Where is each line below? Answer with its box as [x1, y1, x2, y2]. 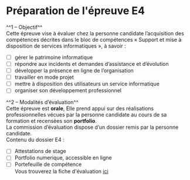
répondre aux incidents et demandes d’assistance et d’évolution [14, 61, 169, 67]
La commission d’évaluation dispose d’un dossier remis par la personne [6, 124, 179, 131]
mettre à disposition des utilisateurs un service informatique [14, 81, 160, 88]
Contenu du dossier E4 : [6, 136, 65, 144]
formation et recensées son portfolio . [6, 118, 97, 125]
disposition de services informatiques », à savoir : [6, 42, 126, 49]
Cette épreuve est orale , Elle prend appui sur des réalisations [6, 105, 154, 112]
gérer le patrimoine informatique [14, 54, 93, 61]
